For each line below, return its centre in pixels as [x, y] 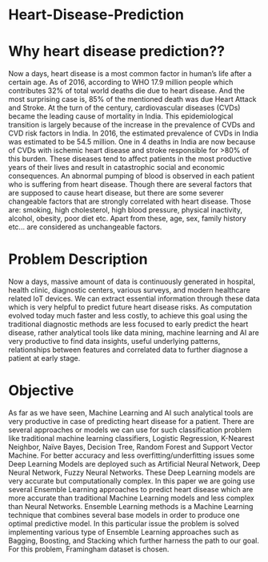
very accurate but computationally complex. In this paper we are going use [132, 481]
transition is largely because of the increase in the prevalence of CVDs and [132, 125]
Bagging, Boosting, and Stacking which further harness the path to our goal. [134, 540]
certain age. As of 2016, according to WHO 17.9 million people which [121, 83]
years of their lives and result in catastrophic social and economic [117, 168]
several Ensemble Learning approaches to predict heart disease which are [131, 489]
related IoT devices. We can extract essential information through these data [134, 299]
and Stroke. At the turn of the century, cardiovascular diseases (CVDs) [124, 108]
